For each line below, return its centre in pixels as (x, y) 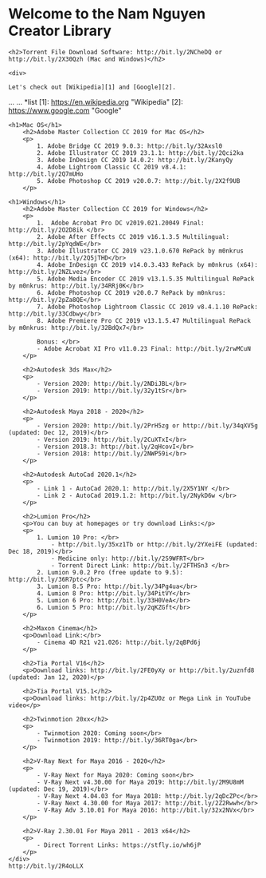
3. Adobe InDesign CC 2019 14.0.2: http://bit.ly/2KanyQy (135, 160)
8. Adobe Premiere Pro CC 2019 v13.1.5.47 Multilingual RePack (144, 320)
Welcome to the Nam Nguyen (107, 14)
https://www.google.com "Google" (65, 110)
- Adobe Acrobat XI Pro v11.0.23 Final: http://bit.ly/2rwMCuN (144, 348)
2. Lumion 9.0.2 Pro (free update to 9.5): (110, 572)
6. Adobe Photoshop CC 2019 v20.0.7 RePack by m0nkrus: (131, 292)
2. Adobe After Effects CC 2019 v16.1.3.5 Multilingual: (133, 236)
